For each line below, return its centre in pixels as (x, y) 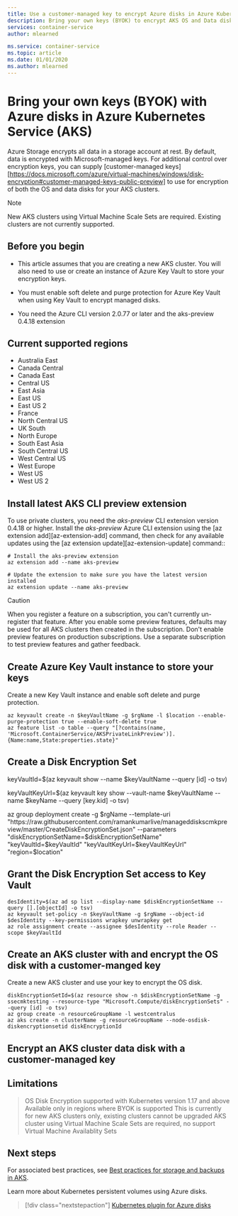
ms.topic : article (34, 53)
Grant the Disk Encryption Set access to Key (107, 874)
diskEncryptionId (96, 1026)
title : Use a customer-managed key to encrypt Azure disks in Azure (110, 14)
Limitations (33, 1084)
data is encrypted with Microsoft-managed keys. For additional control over (118, 159)
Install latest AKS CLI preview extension (97, 504)
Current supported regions (68, 343)
